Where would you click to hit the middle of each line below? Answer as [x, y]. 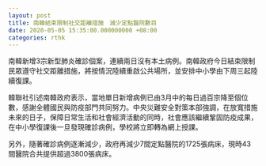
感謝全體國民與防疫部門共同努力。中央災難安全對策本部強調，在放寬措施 [140, 108]
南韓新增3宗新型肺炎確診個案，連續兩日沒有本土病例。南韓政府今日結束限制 [132, 61]
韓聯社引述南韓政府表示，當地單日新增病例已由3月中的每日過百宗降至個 [125, 98]
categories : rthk [37, 38]
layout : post [30, 15]
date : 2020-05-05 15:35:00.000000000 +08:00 [83, 30]
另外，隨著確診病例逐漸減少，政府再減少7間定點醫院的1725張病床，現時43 [130, 144]
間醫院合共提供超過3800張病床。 [62, 154]
